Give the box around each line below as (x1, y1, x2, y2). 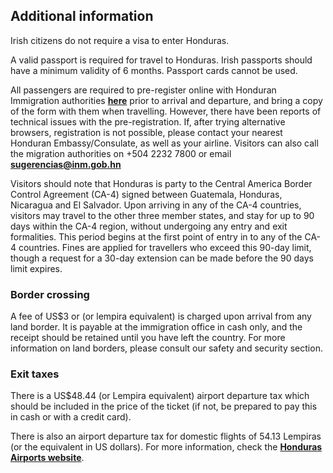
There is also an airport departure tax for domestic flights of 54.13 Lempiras (10, 430, 322, 443)
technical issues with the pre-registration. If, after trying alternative (10, 115, 286, 128)
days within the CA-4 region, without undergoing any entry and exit (10, 220, 288, 232)
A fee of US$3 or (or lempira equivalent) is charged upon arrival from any (10, 310, 312, 323)
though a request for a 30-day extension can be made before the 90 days (10, 252, 315, 264)
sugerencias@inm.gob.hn (10, 158, 122, 170)
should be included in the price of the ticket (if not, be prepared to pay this (10, 400, 318, 413)
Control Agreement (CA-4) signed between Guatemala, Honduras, (10, 188, 283, 200)
